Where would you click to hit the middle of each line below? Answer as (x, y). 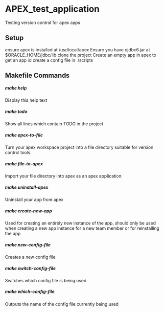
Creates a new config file (30, 257)
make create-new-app (29, 211)
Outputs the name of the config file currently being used (62, 304)
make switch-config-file (31, 268)
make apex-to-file (24, 135)
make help (16, 88)
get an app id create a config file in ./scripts (49, 60)
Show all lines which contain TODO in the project (54, 124)
